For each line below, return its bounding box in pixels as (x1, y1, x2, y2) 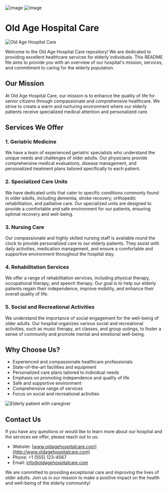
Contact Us (5, 415, 41, 424)
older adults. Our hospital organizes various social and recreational (5, 320, 144, 326)
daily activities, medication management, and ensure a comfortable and (5, 246, 153, 252)
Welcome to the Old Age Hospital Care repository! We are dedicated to (5, 48, 151, 55)
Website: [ (12, 444, 34, 450)
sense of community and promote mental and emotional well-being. (5, 331, 145, 337)
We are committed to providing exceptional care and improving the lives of (5, 469, 159, 475)
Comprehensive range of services (12, 385, 83, 391)
